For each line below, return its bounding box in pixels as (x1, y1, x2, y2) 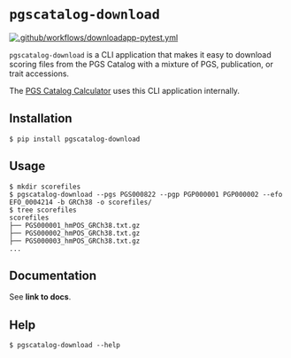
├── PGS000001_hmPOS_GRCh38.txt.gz (9, 221, 141, 230)
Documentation (9, 268, 97, 283)
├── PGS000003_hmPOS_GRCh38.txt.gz (9, 237, 141, 245)
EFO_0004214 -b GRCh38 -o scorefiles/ (9, 198, 152, 206)
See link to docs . (9, 292, 72, 302)
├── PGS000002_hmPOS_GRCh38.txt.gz (9, 229, 141, 237)
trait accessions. (9, 68, 69, 79)
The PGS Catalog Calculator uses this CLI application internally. (9, 85, 241, 96)
